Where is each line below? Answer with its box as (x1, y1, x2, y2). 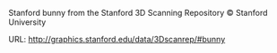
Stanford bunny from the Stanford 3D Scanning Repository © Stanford (8, 8, 268, 18)
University (8, 17, 47, 27)
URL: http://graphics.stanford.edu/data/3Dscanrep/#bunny (8, 34, 226, 44)
